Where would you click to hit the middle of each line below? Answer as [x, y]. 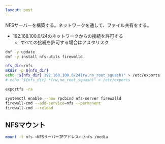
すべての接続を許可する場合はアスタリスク [64, 42]
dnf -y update [20, 52]
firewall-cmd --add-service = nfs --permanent [53, 103]
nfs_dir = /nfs [19, 66]
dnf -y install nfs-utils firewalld [44, 56]
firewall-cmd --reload [29, 108]
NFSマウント [25, 125]
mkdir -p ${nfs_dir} [27, 71]
